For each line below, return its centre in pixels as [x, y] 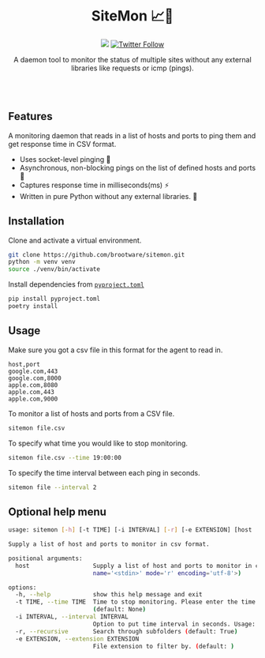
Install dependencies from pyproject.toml [76, 284]
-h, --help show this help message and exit [109, 595]
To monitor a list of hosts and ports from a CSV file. [91, 413]
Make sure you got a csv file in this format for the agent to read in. [116, 350]
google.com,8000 [35, 378]
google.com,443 [33, 371]
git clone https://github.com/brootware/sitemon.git [97, 254]
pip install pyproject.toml [54, 299]
